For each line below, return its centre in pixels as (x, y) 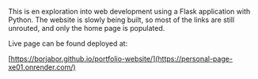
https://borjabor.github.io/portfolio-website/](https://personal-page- (122, 59)
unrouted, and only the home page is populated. (87, 28)
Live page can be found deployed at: (68, 43)
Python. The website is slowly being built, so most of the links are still (121, 20)
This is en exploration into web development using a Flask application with (129, 11)
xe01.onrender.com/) (42, 67)
